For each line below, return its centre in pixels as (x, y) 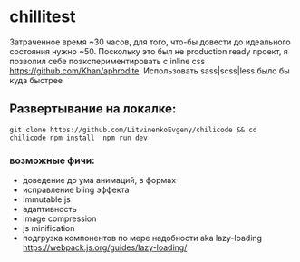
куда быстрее (36, 80)
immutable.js (46, 199)
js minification (48, 228)
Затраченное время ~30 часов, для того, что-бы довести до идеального (150, 42)
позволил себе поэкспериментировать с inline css (107, 61)
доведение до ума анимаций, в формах (99, 180)
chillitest (43, 17)
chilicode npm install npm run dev (78, 138)
